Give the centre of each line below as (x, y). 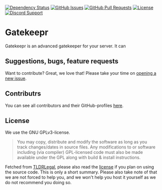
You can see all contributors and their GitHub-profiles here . (64, 106)
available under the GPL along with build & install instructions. (79, 158)
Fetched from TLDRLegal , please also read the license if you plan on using (80, 167)
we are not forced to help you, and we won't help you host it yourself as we (81, 177)
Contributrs (23, 94)
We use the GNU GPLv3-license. (38, 132)
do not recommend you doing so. (38, 183)
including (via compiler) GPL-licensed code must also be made (80, 152)
